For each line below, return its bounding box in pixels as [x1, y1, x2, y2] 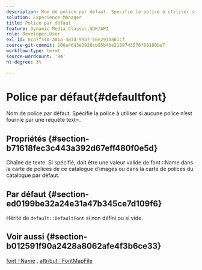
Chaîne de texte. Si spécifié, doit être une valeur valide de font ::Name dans [6, 159, 194, 166]
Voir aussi [6, 232, 44, 242]
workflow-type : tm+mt [6, 48, 61, 54]
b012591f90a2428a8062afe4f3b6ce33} [6, 241, 162, 251]
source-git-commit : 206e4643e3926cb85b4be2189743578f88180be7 [6, 43, 165, 49]
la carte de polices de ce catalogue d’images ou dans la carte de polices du [6, 166, 194, 173]
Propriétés [6, 133, 47, 144]
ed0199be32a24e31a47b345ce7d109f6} [6, 199, 162, 209]
